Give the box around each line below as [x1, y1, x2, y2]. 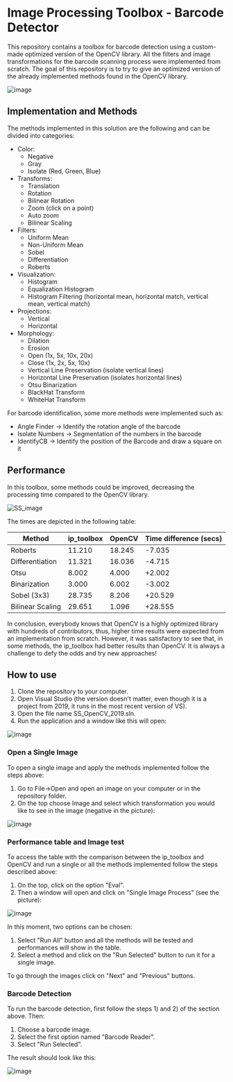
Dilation [27, 336, 50, 345]
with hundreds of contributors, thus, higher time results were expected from [7, 626, 224, 635]
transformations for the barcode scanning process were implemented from [7, 57, 221, 65]
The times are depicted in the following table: [7, 517, 137, 525]
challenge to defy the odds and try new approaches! [7, 649, 157, 657]
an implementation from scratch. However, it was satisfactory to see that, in [7, 634, 223, 642]
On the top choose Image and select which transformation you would [17, 799, 215, 807]
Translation [27, 182, 60, 190]
